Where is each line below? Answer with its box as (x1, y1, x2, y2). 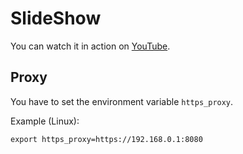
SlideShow (10, 7, 102, 30)
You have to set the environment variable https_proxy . (10, 95, 234, 107)
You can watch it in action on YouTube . (10, 40, 171, 52)
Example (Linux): (10, 115, 80, 127)
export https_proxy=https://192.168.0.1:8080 (10, 134, 203, 144)
